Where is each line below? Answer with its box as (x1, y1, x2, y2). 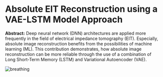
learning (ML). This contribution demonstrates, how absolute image (5, 46, 142, 52)
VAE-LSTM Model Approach (5, 14, 123, 25)
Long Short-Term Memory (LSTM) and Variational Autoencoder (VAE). (5, 56, 147, 62)
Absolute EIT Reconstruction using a (5, 3, 158, 15)
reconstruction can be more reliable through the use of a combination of (5, 51, 152, 57)
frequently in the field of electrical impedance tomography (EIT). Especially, (5, 36, 159, 41)
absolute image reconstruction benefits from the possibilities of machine (5, 40, 152, 46)
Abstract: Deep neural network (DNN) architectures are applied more (5, 30, 146, 36)
